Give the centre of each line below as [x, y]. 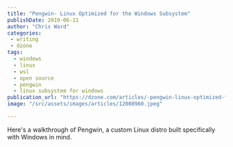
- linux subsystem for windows [59, 91]
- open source [34, 78]
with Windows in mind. [40, 137]
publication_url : [32, 98]
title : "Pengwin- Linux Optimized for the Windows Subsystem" [99, 14]
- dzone [21, 46]
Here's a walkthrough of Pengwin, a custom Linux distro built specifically [111, 130]
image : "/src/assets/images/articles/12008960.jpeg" [85, 104]
